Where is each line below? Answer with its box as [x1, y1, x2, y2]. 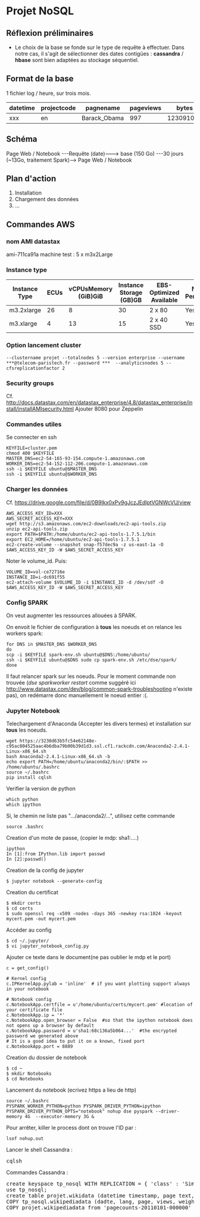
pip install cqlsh [6, 775, 52, 781]
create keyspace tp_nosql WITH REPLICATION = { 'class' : [6, 1181, 179, 1187]
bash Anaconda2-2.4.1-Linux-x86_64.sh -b [6, 754, 111, 760]
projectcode [40, 103, 76, 112]
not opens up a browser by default [6, 1022, 95, 1029]
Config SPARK [6, 598, 49, 606]
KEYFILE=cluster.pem [6, 445, 58, 451]
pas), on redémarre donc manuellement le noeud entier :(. [6, 691, 148, 699]
